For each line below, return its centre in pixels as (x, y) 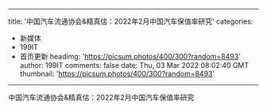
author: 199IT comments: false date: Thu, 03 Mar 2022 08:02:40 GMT (134, 65)
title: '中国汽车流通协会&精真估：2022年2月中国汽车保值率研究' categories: (131, 21)
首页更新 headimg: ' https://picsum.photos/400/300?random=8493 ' (130, 56)
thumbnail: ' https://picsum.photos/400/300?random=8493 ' (117, 73)
